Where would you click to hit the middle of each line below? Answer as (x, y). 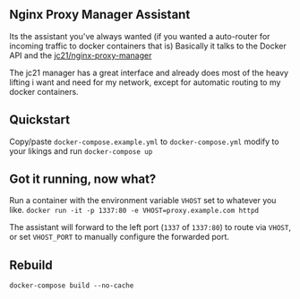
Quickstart (40, 120)
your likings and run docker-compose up (81, 150)
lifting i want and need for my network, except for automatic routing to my (145, 82)
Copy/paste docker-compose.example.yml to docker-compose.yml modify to (144, 141)
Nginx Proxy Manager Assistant (100, 15)
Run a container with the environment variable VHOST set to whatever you (143, 201)
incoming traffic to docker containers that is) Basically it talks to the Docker (148, 46)
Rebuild (31, 265)
